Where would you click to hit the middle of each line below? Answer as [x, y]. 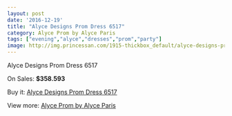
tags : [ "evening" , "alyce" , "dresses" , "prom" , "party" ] [85, 39]
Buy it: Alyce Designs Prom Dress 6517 [62, 92]
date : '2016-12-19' [35, 20]
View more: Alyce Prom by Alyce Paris [61, 105]
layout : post [26, 13]
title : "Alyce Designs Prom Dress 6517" [66, 26]
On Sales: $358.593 [36, 79]
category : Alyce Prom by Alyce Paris [61, 33]
